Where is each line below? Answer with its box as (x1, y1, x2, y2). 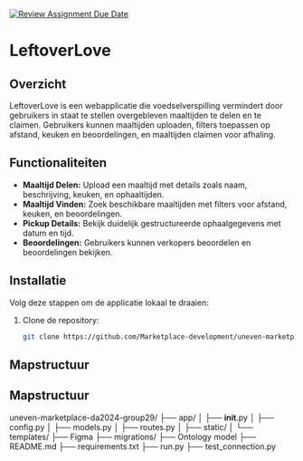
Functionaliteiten (9, 155, 107, 171)
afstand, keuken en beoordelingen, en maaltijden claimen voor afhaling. (9, 130, 276, 139)
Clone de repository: (22, 314, 99, 325)
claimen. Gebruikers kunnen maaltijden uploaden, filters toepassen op (9, 120, 270, 130)
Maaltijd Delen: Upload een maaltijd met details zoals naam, (22, 179, 248, 190)
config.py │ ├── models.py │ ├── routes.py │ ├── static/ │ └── (9, 421, 253, 432)
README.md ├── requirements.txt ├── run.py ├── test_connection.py (9, 440, 277, 452)
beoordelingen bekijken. (22, 246, 113, 257)
